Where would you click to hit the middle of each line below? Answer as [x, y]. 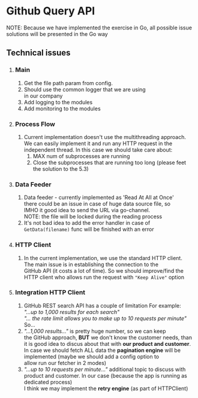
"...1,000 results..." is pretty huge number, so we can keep [95, 331]
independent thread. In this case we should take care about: [98, 150]
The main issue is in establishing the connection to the [91, 264]
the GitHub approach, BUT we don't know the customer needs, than [108, 337]
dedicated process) [48, 382]
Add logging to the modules [58, 102]
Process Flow [35, 124]
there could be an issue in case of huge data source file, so [97, 204]
